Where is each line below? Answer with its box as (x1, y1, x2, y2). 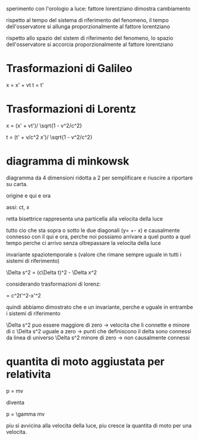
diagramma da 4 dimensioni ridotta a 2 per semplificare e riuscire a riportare (6, 174, 193, 181)
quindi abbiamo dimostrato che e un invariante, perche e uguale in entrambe (6, 303, 193, 311)
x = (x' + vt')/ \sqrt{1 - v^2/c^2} (6, 122, 83, 129)
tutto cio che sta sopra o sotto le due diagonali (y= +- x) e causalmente (6, 227, 180, 234)
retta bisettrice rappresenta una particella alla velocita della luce (6, 215, 163, 222)
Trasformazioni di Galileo (6, 62, 132, 75)
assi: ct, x (6, 203, 30, 210)
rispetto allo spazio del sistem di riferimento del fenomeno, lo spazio (6, 35, 173, 41)
